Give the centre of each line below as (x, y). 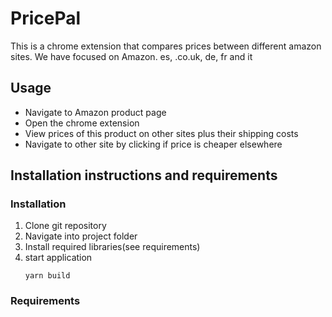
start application (58, 258)
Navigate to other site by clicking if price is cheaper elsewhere (153, 144)
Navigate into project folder (81, 236)
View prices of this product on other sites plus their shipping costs (161, 133)
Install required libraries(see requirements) (112, 247)
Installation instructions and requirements (144, 175)
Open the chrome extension (82, 123)
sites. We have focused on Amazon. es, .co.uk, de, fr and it (131, 56)
